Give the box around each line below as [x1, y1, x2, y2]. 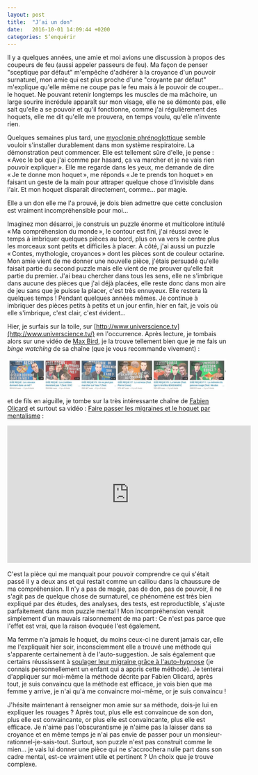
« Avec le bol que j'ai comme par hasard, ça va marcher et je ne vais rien [7, 156, 215, 164]
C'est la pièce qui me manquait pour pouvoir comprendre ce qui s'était [7, 569, 210, 578]
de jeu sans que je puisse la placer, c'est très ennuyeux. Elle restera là [7, 287, 208, 295]
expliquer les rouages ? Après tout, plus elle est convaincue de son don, [7, 708, 213, 716]
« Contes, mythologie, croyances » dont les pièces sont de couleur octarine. [7, 250, 225, 258]
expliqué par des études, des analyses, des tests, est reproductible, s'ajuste [7, 599, 225, 608]
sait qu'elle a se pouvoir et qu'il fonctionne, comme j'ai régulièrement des [7, 105, 218, 114]
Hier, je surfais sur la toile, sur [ [7, 322, 97, 331]
